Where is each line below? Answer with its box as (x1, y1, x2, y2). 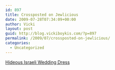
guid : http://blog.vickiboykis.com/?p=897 (5, 31, 97, 36)
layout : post (5, 26, 33, 31)
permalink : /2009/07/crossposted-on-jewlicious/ (5, 36, 110, 41)
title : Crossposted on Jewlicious (5, 12, 79, 17)
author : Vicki (5, 21, 36, 27)
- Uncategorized (10, 45, 44, 50)
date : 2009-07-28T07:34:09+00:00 (5, 17, 76, 22)
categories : (5, 41, 31, 46)
